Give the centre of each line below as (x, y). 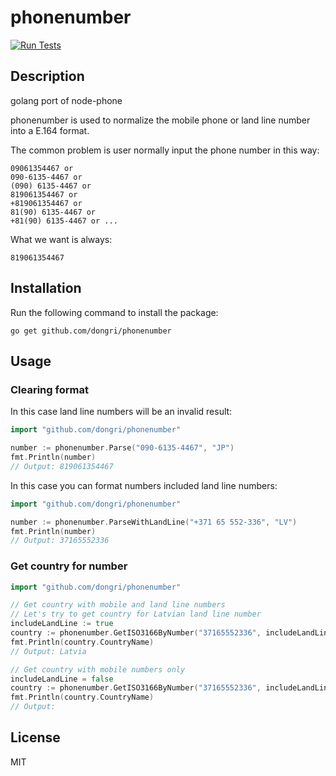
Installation (46, 288)
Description (47, 76)
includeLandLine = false (62, 679)
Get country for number (69, 566)
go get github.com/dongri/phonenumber (91, 331)
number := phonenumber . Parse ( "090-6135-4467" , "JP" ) (122, 448)
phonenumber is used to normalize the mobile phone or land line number (160, 120)
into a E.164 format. (50, 130)
